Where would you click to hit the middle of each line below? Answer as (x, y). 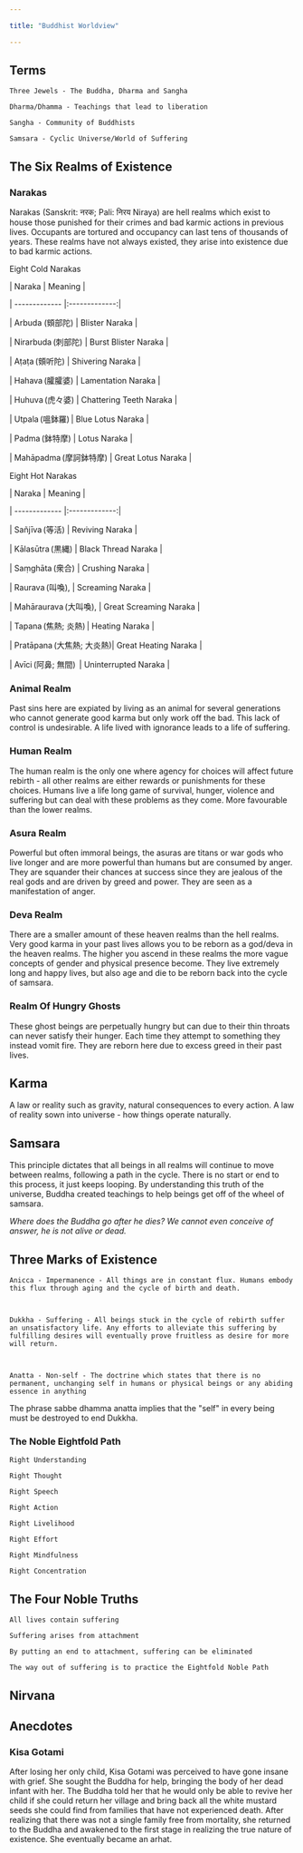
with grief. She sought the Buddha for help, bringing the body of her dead (146, 1781)
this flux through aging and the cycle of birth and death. (125, 1289)
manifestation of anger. (53, 892)
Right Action (34, 1508)
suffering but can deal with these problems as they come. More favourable (148, 800)
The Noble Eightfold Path (65, 1441)
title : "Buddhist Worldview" (64, 25)
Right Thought (36, 1476)
